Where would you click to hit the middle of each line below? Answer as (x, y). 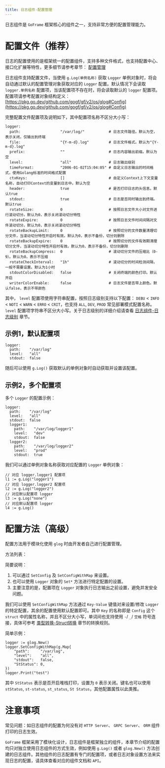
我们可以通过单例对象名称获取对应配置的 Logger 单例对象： (65, 465)
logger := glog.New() (27, 643)
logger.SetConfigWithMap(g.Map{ (38, 647)
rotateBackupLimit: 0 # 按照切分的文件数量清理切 (83, 230)
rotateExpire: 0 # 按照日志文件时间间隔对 (82, 220)
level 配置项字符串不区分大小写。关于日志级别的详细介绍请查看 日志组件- (80, 310)
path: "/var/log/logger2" (44, 446)
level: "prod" (31, 451)
